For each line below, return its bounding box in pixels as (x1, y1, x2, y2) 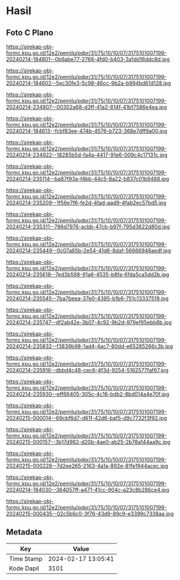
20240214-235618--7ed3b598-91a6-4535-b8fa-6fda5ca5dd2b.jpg (6, 271, 169, 278)
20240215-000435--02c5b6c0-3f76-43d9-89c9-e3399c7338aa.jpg (6, 511, 174, 517)
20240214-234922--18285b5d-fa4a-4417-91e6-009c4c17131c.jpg (6, 151, 168, 158)
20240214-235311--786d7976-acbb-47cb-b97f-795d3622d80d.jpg (6, 223, 171, 230)
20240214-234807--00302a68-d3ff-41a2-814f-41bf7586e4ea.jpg (6, 104, 167, 110)
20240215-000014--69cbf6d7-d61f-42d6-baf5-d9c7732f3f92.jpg (6, 415, 168, 422)
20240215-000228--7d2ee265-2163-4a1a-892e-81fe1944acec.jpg (6, 462, 169, 469)
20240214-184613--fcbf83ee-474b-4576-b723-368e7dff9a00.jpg (6, 128, 168, 134)
